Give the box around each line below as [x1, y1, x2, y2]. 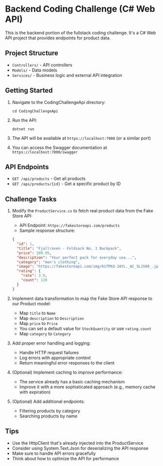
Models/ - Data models [12, 67, 57, 73]
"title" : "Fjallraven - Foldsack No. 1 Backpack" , [17, 246, 122, 251]
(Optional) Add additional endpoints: [12, 398, 85, 404]
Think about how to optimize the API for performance [12, 455, 119, 461]
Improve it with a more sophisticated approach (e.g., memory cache [19, 384, 156, 390]
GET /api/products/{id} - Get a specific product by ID [12, 181, 121, 187]
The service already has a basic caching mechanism [19, 379, 125, 384]
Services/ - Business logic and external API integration [12, 72, 123, 78]
